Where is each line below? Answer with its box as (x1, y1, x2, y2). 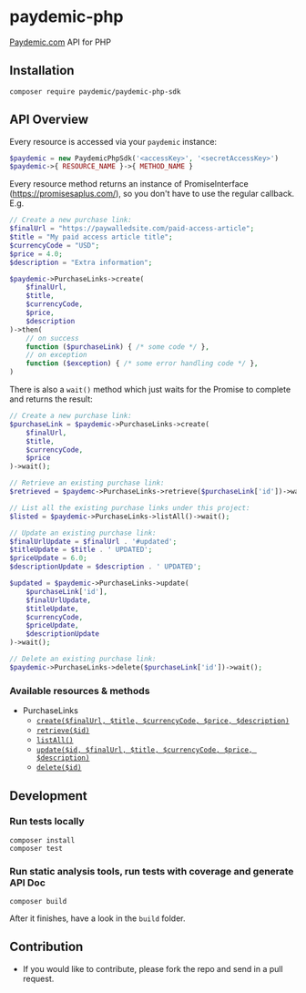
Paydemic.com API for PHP (9, 36, 112, 47)
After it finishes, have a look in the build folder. (9, 913, 186, 924)
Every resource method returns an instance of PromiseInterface (9, 179, 249, 189)
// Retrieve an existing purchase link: (9, 478, 166, 488)
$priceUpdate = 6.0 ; (9, 554, 88, 563)
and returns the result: (9, 394, 93, 404)
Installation (9, 63, 75, 78)
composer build (9, 897, 67, 906)
